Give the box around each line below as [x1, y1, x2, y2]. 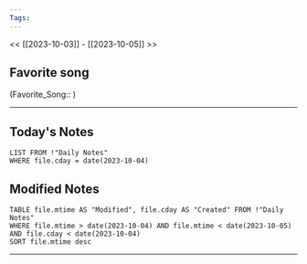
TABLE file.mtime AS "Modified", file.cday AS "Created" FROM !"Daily [9, 206, 284, 215]
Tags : [9, 13, 30, 23]
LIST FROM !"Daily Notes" [9, 148, 108, 158]
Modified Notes [9, 181, 100, 196]
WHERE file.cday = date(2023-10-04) [9, 156, 149, 165]
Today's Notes [9, 124, 94, 140]
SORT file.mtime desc [9, 238, 92, 247]
